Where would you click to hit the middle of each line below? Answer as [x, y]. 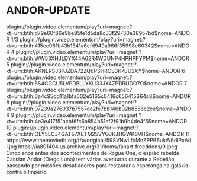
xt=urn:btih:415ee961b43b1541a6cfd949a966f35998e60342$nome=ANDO [98, 46]
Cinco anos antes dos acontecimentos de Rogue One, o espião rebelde [93, 153]
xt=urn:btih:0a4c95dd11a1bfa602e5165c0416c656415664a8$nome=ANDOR [98, 96]
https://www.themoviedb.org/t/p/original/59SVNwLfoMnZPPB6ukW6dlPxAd [99, 140]
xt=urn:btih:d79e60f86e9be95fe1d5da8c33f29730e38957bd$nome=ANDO [98, 33]
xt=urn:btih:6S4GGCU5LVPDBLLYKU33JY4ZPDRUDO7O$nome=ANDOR [94, 83]
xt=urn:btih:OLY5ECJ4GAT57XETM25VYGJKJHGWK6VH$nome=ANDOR [95, 134]
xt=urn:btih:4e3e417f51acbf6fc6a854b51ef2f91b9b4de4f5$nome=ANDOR [97, 121]
